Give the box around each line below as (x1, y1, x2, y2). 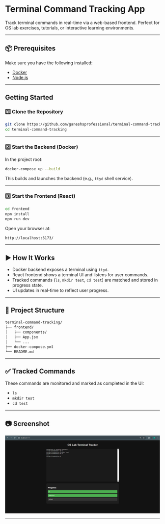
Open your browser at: (5, 226, 51, 232)
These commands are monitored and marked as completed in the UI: (5, 380, 144, 386)
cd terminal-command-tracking (5, 127, 67, 132)
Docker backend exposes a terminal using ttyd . (12, 266, 109, 273)
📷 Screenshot (5, 419, 50, 428)
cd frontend (5, 206, 29, 211)
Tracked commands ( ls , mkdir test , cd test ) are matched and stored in (12, 277, 158, 283)
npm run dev (5, 217, 29, 222)
